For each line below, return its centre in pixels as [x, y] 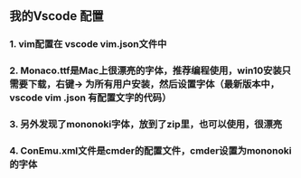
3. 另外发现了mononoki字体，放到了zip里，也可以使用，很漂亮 [146, 125]
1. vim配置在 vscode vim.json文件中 [88, 44]
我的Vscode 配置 [56, 16]
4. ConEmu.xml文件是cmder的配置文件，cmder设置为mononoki [150, 151]
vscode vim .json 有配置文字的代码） [90, 98]
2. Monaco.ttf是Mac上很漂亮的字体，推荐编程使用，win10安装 [146, 70]
